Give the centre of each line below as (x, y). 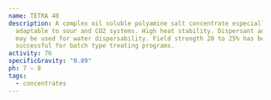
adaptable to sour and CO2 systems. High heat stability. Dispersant (135, 31)
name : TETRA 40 (34, 16)
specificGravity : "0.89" (50, 61)
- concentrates (41, 83)
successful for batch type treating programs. (95, 46)
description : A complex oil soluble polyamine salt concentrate (119, 23)
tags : (17, 76)
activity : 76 (30, 53)
